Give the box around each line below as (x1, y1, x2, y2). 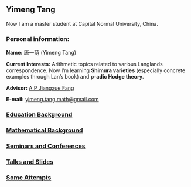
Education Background (6, 111, 73, 119)
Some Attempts (6, 173, 52, 181)
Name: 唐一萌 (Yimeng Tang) (6, 49, 77, 56)
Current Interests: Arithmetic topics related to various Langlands (6, 61, 163, 68)
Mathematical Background (6, 126, 83, 134)
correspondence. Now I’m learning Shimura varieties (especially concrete (6, 67, 186, 74)
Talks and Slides (6, 158, 54, 166)
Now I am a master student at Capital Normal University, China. (6, 20, 158, 27)
